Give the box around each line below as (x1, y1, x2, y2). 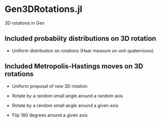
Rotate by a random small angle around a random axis (11, 93, 123, 99)
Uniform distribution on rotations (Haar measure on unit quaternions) (11, 47, 153, 53)
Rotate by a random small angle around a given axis (11, 102, 118, 108)
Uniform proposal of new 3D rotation (11, 83, 88, 89)
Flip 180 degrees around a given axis (11, 112, 88, 118)
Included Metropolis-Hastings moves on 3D (4, 62, 143, 71)
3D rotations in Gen (4, 20, 45, 26)
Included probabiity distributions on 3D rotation (4, 34, 156, 43)
